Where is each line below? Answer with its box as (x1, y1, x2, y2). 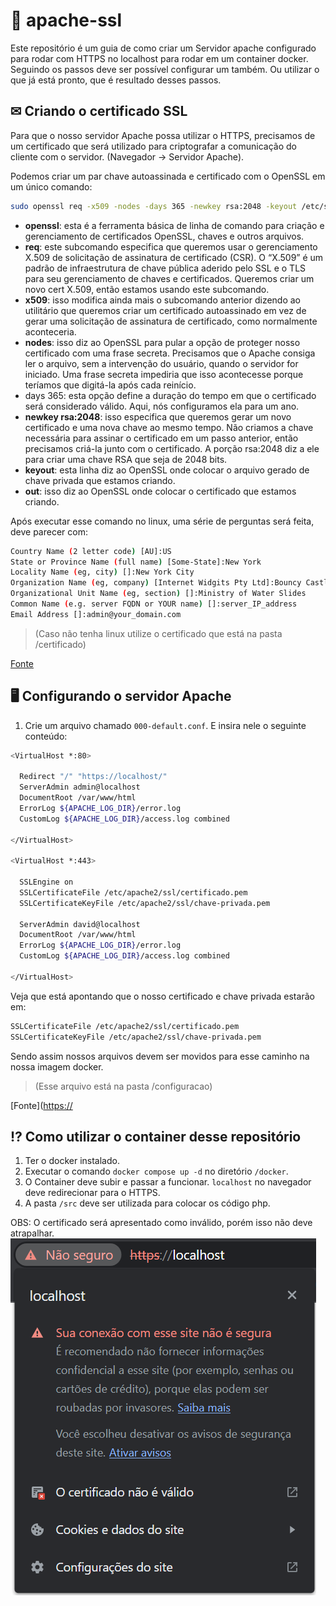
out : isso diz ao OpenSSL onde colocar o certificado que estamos (24, 485, 297, 497)
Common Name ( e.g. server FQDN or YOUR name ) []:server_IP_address (10, 599, 298, 609)
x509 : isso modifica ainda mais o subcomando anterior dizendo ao (24, 294, 301, 306)
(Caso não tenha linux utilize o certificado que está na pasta (34, 627, 283, 639)
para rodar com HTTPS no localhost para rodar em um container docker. (10, 52, 309, 64)
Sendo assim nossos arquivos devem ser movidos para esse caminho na (10, 1050, 310, 1062)
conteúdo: (24, 730, 68, 742)
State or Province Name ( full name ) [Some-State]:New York (10, 557, 262, 567)
